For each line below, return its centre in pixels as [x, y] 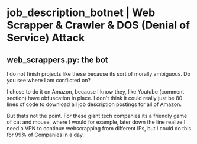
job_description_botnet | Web [81, 13]
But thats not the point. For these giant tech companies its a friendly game [97, 116]
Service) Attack [46, 38]
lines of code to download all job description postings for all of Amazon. [94, 104]
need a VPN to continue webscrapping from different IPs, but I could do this [99, 128]
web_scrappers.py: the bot [57, 60]
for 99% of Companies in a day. [46, 135]
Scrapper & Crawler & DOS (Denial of [98, 25]
